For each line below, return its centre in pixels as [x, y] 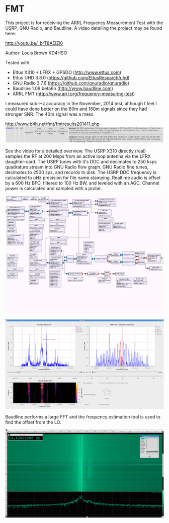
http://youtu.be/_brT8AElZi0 [34, 43]
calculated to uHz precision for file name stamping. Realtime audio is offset [83, 178]
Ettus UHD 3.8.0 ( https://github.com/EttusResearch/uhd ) [71, 77]
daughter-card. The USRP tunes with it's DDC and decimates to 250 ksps [81, 162]
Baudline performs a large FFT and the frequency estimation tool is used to [83, 417]
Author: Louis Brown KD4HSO [36, 53]
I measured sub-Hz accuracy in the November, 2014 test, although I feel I [81, 103]
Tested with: [18, 62]
